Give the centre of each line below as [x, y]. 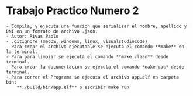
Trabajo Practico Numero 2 [73, 11]
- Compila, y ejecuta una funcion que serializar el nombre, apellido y [96, 26]
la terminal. [22, 51]
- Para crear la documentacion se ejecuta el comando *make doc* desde [95, 67]
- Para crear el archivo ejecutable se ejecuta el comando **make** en [95, 47]
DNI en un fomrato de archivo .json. [52, 31]
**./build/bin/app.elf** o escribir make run [73, 87]
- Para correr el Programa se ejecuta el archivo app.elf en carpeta [93, 77]
